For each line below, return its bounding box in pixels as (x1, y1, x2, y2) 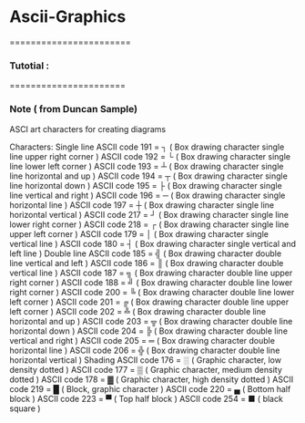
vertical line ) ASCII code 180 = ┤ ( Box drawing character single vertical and (9, 238, 296, 249)
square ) (9, 403, 41, 414)
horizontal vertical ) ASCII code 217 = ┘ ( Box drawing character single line (9, 209, 290, 220)
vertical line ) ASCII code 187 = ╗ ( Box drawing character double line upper (9, 267, 293, 278)
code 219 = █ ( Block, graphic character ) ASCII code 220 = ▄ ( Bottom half (9, 383, 291, 394)
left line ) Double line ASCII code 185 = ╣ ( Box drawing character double (9, 248, 282, 259)
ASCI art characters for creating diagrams (9, 123, 167, 134)
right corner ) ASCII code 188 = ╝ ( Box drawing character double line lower (9, 276, 293, 288)
